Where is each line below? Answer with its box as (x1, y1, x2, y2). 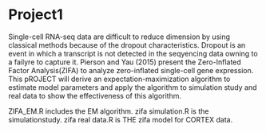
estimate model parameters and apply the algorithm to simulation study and (8, 82, 257, 92)
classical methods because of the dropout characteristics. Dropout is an (8, 40, 246, 49)
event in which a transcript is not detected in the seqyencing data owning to (8, 49, 258, 58)
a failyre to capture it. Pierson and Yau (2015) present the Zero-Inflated (8, 57, 241, 67)
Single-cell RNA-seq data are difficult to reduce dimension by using (8, 32, 230, 41)
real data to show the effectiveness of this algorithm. (8, 91, 182, 100)
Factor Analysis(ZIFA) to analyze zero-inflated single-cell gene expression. (8, 65, 254, 75)
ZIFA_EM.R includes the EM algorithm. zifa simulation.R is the (8, 106, 209, 116)
